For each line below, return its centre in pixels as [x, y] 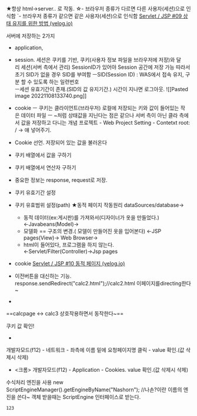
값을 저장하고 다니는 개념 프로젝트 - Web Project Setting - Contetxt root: [105, 123]
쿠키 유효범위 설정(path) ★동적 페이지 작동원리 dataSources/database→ [99, 205]
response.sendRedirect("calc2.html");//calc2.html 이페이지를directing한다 [103, 283]
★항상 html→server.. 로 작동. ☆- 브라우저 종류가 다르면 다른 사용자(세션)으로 [96, 9]
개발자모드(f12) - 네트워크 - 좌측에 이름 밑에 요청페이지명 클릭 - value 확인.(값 [95, 350]
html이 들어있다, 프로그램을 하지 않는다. [69, 245]
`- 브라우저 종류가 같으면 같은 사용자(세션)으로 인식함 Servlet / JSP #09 [99, 16]
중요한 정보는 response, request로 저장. [61, 180]
